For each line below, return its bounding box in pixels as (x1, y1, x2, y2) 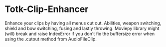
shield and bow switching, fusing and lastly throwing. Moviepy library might (4, 25, 160, 31)
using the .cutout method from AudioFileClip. (4, 36, 97, 42)
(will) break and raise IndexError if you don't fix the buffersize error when (4, 30, 155, 36)
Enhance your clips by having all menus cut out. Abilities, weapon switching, (4, 20, 162, 26)
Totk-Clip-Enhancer (4, 3, 89, 15)
